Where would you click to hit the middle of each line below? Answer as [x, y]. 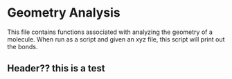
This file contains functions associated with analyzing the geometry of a [110, 32]
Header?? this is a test [56, 68]
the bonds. [23, 46]
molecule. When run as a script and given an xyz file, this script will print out [116, 39]
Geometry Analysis [64, 13]
